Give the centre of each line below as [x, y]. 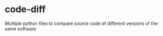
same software [20, 28]
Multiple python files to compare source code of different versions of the [81, 23]
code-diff [25, 9]
